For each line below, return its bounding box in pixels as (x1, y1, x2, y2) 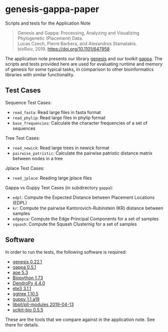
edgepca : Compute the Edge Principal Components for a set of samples (12, 215, 159, 222)
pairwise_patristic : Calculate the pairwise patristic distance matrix (12, 150, 153, 156)
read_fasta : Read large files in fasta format (12, 109, 101, 115)
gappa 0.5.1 (12, 264, 37, 270)
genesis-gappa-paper (5, 4, 99, 15)
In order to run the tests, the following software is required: (5, 249, 127, 255)
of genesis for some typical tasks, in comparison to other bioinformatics (5, 66, 154, 72)
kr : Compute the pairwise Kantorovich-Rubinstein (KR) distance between (12, 205, 163, 211)
